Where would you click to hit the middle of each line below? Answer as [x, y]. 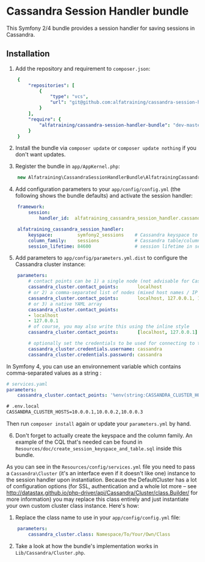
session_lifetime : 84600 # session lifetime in [110, 246]
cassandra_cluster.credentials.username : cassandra [95, 349]
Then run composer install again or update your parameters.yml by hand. [99, 423]
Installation [28, 54]
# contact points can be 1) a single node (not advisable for [109, 281]
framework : [31, 207]
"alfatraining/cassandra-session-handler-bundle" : [105, 125]
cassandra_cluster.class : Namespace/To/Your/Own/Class [99, 534]
